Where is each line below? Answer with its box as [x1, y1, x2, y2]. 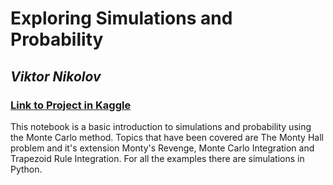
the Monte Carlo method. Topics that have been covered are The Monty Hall [10, 131, 324, 143]
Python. [10, 163, 43, 175]
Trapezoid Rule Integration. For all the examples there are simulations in [10, 152, 305, 164]
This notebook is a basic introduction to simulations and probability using [10, 120, 312, 132]
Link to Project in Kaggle [10, 98, 132, 112]
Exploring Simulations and [10, 7, 233, 30]
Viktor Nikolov [10, 68, 102, 85]
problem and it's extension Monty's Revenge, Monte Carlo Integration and [10, 142, 315, 154]
